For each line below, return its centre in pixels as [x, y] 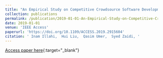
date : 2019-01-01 [23, 23]
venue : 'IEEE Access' [27, 28]
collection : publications [31, 14]
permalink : [16, 18]
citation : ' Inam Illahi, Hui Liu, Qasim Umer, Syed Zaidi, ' [72, 37]
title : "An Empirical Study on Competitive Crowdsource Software [72, 9]
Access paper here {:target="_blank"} [42, 50]
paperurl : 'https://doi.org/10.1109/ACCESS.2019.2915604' [65, 32]
